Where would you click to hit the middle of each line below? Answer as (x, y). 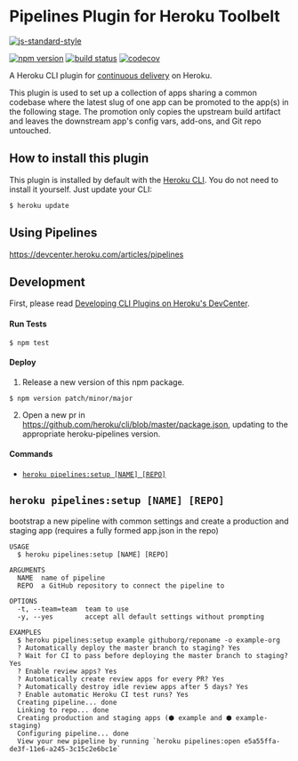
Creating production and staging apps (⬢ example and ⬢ (125, 717)
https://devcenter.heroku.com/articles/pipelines (97, 254)
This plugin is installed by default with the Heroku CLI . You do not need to (144, 180)
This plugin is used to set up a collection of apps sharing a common (133, 92)
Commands (31, 454)
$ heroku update (39, 205)
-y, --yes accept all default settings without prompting (141, 617)
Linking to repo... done (63, 710)
